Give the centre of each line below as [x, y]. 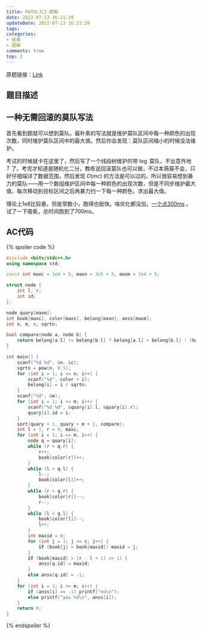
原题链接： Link [25, 74]
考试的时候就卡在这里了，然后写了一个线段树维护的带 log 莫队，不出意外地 [99, 161]
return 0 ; [29, 609]
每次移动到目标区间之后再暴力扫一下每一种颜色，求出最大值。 [93, 191]
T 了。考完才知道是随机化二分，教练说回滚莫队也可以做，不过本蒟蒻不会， [98, 168]
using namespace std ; [33, 263]
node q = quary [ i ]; [52, 441]
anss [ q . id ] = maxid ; [64, 564]
